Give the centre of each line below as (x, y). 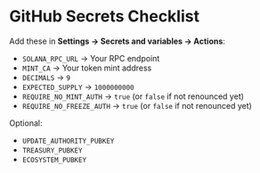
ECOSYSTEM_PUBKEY (54, 160)
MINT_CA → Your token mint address (87, 68)
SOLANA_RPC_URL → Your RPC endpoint (91, 58)
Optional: (26, 123)
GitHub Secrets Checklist (105, 16)
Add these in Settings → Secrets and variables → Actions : (117, 41)
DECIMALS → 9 (46, 77)
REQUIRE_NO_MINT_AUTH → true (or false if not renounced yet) (133, 96)
